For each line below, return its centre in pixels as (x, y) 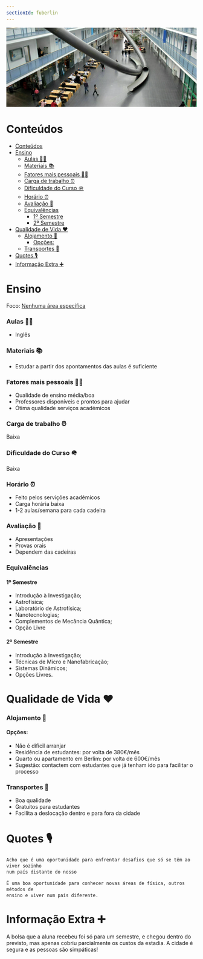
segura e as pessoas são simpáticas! (52, 950)
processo (27, 771)
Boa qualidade (33, 800)
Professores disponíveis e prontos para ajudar (72, 402)
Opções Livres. (34, 674)
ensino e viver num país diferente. (52, 896)
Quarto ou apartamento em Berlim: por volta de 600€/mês (88, 758)
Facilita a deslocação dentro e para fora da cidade (78, 813)
